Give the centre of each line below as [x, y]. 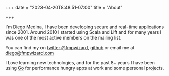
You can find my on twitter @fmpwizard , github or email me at [70, 47]
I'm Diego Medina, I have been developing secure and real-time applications [85, 27]
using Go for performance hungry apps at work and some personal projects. [85, 68]
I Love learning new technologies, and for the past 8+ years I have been [80, 63]
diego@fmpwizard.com [30, 53]
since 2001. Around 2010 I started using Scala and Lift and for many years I [83, 32]
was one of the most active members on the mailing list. [64, 38]
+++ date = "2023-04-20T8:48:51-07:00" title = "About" [64, 7]
